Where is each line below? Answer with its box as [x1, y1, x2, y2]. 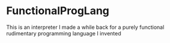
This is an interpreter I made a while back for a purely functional [6, 24, 165, 31]
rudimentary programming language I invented [6, 29, 121, 37]
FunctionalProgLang [6, 4, 110, 18]
